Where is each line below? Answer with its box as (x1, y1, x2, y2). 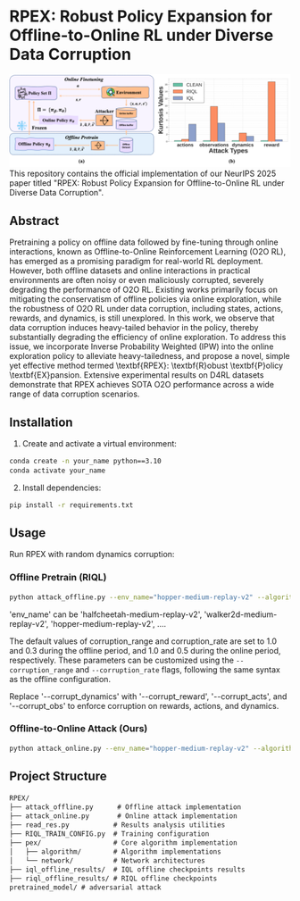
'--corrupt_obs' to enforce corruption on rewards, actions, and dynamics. (9, 700, 279, 711)
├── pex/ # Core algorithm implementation (9, 838, 238, 847)
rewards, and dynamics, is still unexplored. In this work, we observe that (9, 313, 275, 323)
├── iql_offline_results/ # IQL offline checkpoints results (9, 864, 246, 874)
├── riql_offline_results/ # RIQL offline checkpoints (9, 873, 218, 883)
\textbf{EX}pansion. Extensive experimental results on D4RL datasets (9, 370, 264, 380)
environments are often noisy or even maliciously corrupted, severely (9, 275, 264, 286)
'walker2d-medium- (204, 609, 278, 620)
